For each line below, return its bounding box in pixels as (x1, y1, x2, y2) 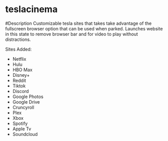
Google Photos (12, 93, 44, 100)
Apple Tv (12, 125, 32, 132)
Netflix (12, 56, 27, 62)
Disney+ (12, 72, 30, 78)
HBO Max (12, 67, 33, 73)
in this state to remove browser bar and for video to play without (5, 31, 138, 37)
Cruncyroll (12, 104, 34, 110)
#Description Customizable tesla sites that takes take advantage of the (5, 20, 152, 26)
